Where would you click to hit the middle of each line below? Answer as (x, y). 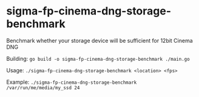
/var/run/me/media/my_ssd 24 (43, 88)
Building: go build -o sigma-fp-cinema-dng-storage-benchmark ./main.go (98, 58)
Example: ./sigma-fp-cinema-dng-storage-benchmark (72, 82)
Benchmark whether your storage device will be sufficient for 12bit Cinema (99, 40)
